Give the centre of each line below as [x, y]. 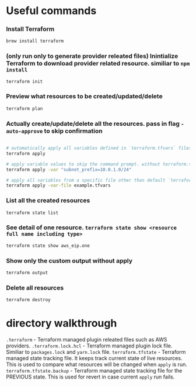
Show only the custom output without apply [69, 260]
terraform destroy [28, 300]
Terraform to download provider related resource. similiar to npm [98, 64]
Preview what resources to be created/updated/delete [84, 96]
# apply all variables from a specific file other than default [86, 180]
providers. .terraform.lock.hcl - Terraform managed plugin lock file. [89, 346]
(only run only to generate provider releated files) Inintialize [92, 56]
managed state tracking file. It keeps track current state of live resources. [94, 358]
